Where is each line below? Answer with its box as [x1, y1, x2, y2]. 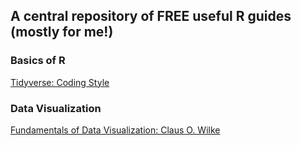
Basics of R [10, 54, 66, 68]
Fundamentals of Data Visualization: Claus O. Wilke [10, 124, 221, 136]
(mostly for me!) [10, 24, 114, 41]
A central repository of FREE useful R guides [10, 8, 292, 25]
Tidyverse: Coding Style [10, 76, 110, 88]
